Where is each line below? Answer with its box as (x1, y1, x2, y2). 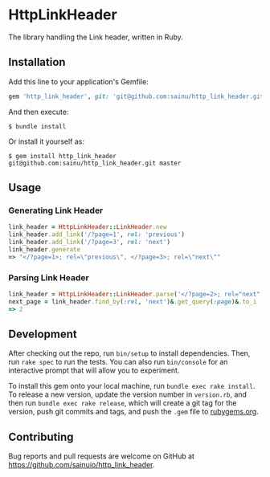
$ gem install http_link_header (8, 152, 117, 160)
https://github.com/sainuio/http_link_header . (8, 460, 155, 470)
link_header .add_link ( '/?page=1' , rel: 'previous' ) (8, 230, 185, 238)
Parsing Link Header (8, 271, 90, 283)
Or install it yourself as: (8, 137, 84, 146)
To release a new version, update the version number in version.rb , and (8, 389, 247, 399)
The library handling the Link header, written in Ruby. (8, 32, 183, 42)
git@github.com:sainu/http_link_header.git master (8, 159, 182, 167)
